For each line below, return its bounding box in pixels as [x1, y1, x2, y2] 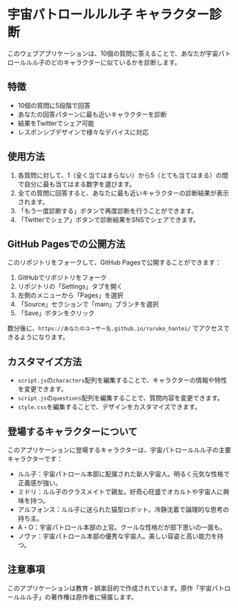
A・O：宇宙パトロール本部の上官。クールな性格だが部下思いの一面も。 [17, 523, 227, 531]
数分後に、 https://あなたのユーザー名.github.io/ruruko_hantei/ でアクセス [7, 324, 224, 333]
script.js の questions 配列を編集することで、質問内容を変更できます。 [17, 394, 224, 402]
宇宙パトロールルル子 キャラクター [7, 6, 210, 23]
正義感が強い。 [17, 479, 62, 487]
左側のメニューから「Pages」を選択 [17, 291, 124, 299]
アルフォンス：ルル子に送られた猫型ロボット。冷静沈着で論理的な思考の [17, 506, 229, 513]
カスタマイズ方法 [7, 356, 82, 368]
